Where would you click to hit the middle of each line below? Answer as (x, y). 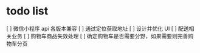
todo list (27, 11)
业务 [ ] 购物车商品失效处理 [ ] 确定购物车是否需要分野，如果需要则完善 (100, 36)
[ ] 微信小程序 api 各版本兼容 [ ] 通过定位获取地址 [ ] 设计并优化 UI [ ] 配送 (98, 28)
